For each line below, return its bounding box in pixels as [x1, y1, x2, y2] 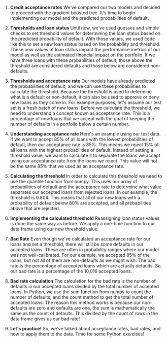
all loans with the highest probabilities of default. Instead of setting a [10, 147, 154, 153]
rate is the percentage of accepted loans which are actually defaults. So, [10, 263, 162, 268]
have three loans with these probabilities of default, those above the [10, 57, 153, 63]
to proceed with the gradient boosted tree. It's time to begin [10, 10, 136, 16]
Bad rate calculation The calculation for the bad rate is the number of [10, 278, 156, 284]
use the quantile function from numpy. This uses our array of [10, 179, 138, 184]
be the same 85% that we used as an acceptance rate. [10, 163, 125, 169]
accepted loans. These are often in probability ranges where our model [10, 247, 159, 253]
